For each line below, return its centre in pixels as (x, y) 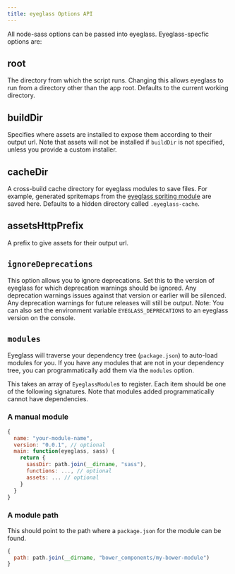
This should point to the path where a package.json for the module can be (114, 530)
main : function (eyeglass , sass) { (64, 451)
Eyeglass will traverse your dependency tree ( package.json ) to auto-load (113, 355)
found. (17, 538)
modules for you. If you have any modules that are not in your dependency (116, 362)
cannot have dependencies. (48, 398)
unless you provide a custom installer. (62, 149)
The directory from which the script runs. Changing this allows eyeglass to (115, 80)
